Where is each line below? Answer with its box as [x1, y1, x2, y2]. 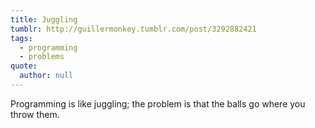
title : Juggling [10, 14, 78, 25]
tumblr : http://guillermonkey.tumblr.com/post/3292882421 [10, 24, 257, 34]
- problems [19, 52, 65, 62]
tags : [10, 33, 33, 43]
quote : [10, 61, 38, 71]
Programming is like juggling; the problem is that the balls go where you [10, 97, 306, 110]
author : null [19, 71, 74, 81]
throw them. [10, 108, 60, 120]
